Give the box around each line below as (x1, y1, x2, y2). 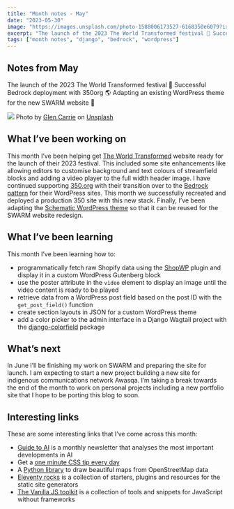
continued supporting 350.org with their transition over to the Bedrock (7, 181, 209, 189)
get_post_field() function (17, 300, 93, 309)
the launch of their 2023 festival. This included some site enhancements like (7, 158, 226, 168)
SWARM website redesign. (7, 211, 84, 219)
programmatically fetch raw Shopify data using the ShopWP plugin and (17, 263, 221, 272)
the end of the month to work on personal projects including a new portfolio (7, 383, 224, 392)
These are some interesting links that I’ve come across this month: (7, 430, 198, 438)
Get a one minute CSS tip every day (17, 458, 120, 466)
